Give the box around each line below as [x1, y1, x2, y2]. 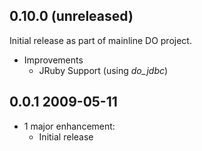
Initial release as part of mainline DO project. [9, 34, 192, 46]
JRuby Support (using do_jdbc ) [38, 64, 169, 76]
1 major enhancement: [23, 120, 116, 132]
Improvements [23, 54, 84, 66]
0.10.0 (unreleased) [9, 8, 134, 25]
